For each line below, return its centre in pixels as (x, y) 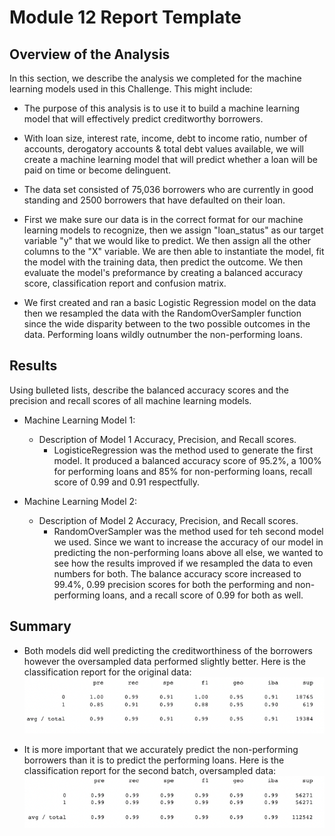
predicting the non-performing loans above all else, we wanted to (188, 552)
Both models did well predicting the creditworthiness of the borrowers (168, 650)
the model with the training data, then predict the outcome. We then (163, 262)
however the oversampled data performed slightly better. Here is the (164, 661)
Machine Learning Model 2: (80, 501)
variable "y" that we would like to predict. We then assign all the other (167, 240)
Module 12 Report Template (125, 17)
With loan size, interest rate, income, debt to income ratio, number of (165, 138)
